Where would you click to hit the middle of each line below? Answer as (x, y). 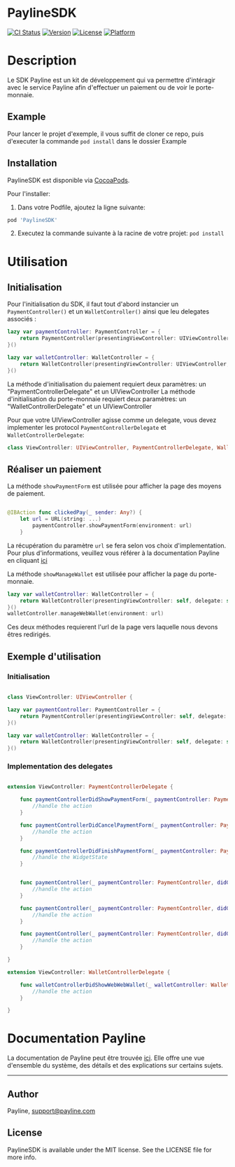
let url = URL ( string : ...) (60, 519)
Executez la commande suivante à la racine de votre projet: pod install (121, 233)
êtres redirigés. (29, 634)
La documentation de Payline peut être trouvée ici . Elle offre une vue (106, 1058)
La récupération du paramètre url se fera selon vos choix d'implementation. (117, 545)
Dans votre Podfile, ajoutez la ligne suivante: (81, 207)
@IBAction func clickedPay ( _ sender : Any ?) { (74, 512)
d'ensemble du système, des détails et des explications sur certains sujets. (115, 1065)
